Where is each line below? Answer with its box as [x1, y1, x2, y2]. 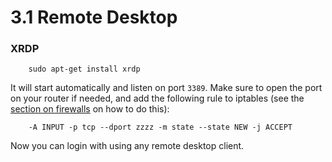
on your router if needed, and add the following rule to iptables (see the [10, 92, 305, 105]
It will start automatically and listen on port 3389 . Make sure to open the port [10, 82, 323, 94]
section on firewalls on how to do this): [10, 103, 170, 115]
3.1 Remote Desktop [10, 6, 178, 29]
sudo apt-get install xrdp [28, 64, 141, 75]
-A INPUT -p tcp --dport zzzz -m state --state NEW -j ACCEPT [28, 122, 293, 133]
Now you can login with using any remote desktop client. [10, 140, 245, 152]
